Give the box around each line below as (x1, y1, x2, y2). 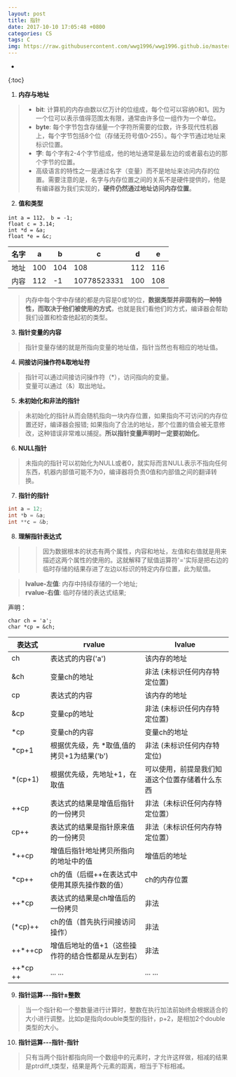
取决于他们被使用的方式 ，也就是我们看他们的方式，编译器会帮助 (43, 305, 228, 312)
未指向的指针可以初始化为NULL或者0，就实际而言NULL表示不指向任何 (25, 459, 228, 467)
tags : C (8, 37, 31, 44)
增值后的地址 (144, 851, 188, 861)
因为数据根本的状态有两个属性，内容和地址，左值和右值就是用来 (42, 547, 227, 555)
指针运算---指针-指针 (18, 1038, 79, 1046)
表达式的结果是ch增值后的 (50, 893, 136, 903)
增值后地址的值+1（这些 (50, 940, 130, 950)
